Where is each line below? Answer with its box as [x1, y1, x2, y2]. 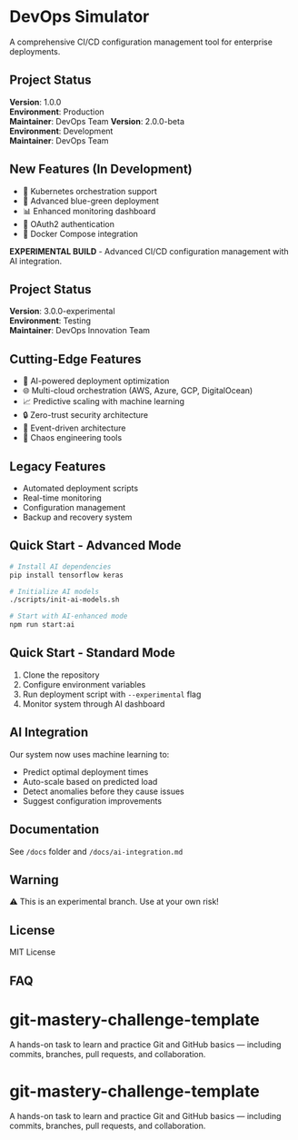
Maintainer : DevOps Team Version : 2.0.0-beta [9, 115, 184, 126]
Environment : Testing [9, 315, 92, 326]
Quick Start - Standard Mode [9, 645, 175, 660]
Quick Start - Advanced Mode [9, 538, 182, 553]
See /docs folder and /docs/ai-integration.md [9, 846, 184, 857]
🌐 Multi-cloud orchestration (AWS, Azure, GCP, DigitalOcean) [22, 385, 253, 396]
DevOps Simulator [9, 6, 150, 27]
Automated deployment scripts [22, 483, 139, 493]
